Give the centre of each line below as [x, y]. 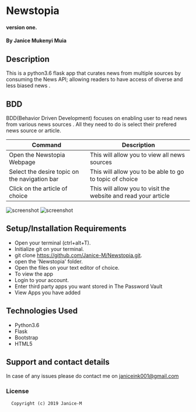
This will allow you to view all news [137, 155]
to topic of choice [114, 179]
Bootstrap [26, 337]
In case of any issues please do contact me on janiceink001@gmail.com [92, 376]
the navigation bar [34, 179]
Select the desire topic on [44, 172]
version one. [22, 27]
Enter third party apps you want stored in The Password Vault [88, 286]
